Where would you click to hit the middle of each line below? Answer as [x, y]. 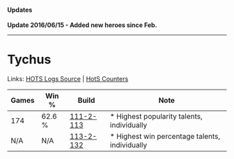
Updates [20, 10]
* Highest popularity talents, [157, 117]
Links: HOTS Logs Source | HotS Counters [68, 79]
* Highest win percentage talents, [165, 137]
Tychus [29, 60]
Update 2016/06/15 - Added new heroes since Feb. [83, 25]
